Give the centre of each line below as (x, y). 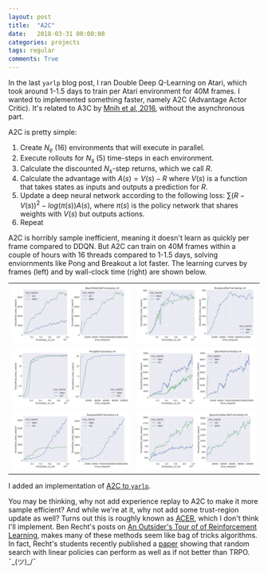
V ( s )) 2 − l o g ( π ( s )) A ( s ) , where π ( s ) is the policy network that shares (129, 205)
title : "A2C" (32, 25)
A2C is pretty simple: (43, 132)
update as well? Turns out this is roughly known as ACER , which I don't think (134, 518)
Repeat (32, 223)
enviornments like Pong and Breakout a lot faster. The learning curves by (128, 263)
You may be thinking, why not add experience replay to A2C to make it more (133, 501)
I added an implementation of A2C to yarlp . (80, 485)
